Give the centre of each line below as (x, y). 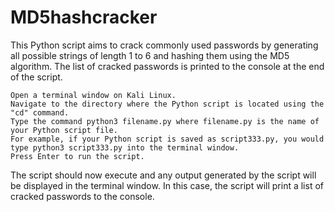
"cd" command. (40, 112)
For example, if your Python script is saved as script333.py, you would (167, 139)
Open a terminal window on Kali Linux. (93, 95)
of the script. (36, 77)
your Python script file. (64, 130)
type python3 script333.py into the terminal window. (125, 147)
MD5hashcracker (84, 17)
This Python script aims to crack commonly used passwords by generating (164, 45)
